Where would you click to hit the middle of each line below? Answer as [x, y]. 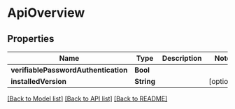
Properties [31, 39]
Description [182, 58]
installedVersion [38, 81]
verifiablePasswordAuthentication [69, 70]
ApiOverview [46, 13]
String [145, 81]
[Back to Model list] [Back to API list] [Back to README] [87, 99]
